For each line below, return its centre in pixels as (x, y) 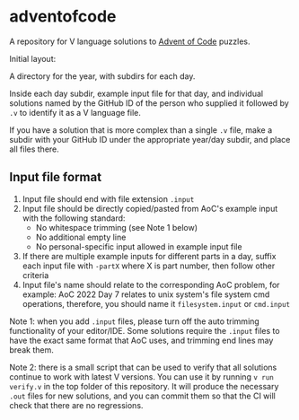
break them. (31, 350)
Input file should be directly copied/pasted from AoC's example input (150, 208)
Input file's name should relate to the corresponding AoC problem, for (151, 284)
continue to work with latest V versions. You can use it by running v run (141, 376)
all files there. (35, 149)
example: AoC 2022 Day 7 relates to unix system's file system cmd (146, 294)
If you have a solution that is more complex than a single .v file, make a (141, 130)
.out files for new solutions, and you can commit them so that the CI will (143, 396)
